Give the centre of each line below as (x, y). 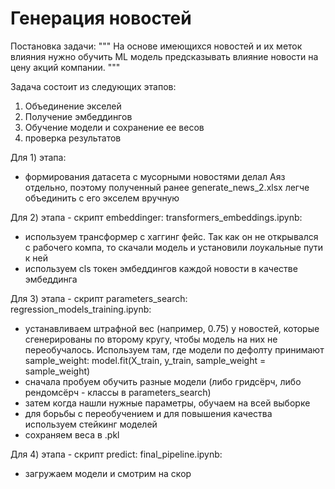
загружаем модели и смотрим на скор (108, 473)
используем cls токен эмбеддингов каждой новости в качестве (161, 268)
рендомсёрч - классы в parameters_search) (118, 392)
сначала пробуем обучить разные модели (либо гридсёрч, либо (163, 381)
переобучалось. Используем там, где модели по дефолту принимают (174, 349)
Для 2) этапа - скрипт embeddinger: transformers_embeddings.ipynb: (156, 217)
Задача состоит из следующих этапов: (93, 86)
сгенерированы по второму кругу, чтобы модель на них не (151, 339)
